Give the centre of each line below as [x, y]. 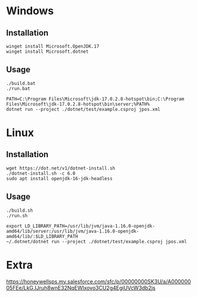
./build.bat [21, 83]
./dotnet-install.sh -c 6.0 [41, 173]
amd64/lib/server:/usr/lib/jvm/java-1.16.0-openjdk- [73, 231]
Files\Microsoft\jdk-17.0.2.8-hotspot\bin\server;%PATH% [78, 104]
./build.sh [20, 210]
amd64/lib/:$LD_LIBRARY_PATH [42, 236]
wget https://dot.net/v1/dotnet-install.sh [61, 168]
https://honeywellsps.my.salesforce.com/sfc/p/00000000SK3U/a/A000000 [99, 281]
